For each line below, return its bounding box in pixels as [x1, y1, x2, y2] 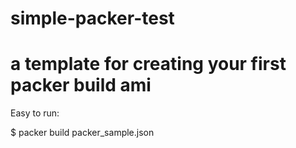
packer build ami [10, 74, 152, 97]
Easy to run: [10, 107, 60, 119]
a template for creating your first [10, 53, 287, 76]
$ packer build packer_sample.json [10, 127, 155, 139]
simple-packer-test [10, 7, 175, 30]
